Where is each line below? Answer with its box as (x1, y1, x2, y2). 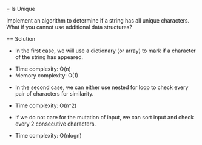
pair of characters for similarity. (15, 90, 94, 97)
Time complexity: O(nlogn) (15, 132, 82, 139)
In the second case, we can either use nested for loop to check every (15, 83, 189, 91)
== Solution (6, 35, 36, 42)
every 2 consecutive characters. (15, 120, 96, 127)
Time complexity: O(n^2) (15, 102, 77, 109)
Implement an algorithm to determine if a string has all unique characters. (6, 17, 190, 24)
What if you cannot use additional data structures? (6, 24, 132, 30)
